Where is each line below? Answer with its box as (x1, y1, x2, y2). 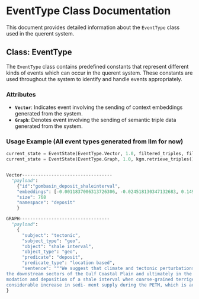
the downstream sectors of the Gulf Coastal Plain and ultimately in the (6, 271, 192, 277)
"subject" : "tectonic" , (21, 232, 81, 238)
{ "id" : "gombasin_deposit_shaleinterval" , (17, 183, 120, 189)
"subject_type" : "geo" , (21, 238, 81, 244)
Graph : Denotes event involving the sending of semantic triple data (14, 117, 176, 124)
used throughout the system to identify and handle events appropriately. (6, 75, 182, 82)
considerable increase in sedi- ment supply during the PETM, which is (6, 282, 187, 288)
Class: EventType (6, 47, 72, 57)
